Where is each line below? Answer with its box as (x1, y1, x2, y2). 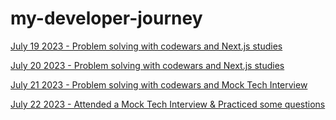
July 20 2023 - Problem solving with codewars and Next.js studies (10, 59, 285, 71)
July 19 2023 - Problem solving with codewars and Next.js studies (10, 40, 283, 52)
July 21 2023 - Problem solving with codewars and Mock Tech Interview (10, 78, 308, 91)
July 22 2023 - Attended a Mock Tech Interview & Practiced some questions (10, 98, 326, 110)
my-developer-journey (10, 7, 203, 30)
